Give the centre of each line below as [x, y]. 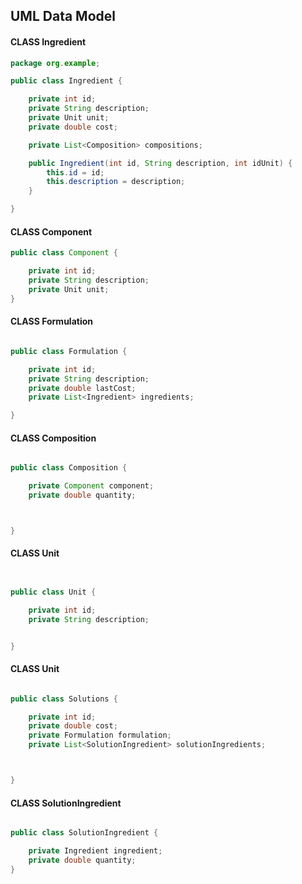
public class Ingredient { [66, 81]
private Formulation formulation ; [100, 735]
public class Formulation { [69, 351]
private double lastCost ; [82, 388]
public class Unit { [53, 592]
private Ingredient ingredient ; [95, 851]
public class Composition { [69, 468]
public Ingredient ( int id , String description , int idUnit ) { [160, 163]
